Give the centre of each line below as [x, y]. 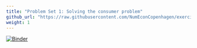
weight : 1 [18, 22]
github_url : [21, 17]
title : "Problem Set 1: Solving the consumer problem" [74, 11]
